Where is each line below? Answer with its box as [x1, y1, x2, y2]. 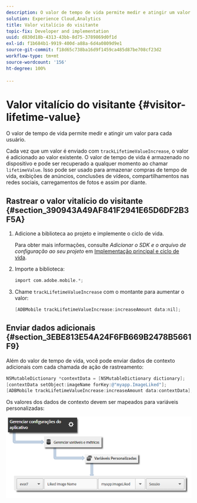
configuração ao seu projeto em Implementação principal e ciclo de [14, 248, 179, 255]
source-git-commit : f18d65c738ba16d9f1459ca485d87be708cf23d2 [6, 47, 162, 53]
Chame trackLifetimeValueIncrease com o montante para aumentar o [14, 288, 185, 295]
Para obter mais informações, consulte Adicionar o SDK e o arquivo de [14, 242, 186, 249]
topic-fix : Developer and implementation [6, 28, 109, 34]
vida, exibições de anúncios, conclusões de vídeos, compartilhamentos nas [6, 173, 189, 180]
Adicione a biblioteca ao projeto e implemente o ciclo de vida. [14, 230, 165, 237]
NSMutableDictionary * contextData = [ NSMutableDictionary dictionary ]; [6, 375, 185, 382]
